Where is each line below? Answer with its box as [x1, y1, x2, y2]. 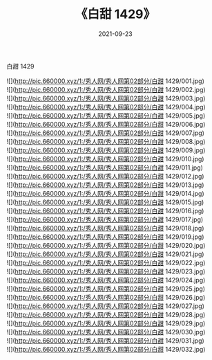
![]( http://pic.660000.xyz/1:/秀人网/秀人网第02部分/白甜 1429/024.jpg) [6, 276, 206, 284]
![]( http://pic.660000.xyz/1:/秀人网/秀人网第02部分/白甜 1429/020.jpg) [6, 241, 206, 249]
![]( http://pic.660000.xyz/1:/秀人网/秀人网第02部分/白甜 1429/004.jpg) [6, 102, 206, 111]
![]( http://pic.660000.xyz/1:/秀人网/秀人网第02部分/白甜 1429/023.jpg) [6, 267, 206, 276]
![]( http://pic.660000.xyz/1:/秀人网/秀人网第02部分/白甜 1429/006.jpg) [6, 120, 206, 128]
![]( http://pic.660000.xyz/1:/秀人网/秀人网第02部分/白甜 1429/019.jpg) [6, 233, 204, 241]
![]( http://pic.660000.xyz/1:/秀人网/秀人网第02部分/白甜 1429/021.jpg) [6, 250, 204, 258]
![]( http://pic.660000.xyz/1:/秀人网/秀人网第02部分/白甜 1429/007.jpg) [6, 129, 205, 137]
